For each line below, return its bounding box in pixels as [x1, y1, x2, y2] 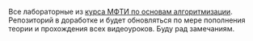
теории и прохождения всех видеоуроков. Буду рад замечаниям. [8, 24, 235, 33]
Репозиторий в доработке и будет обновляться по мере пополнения [8, 15, 246, 25]
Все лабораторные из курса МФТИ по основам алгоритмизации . [8, 7, 233, 16]
